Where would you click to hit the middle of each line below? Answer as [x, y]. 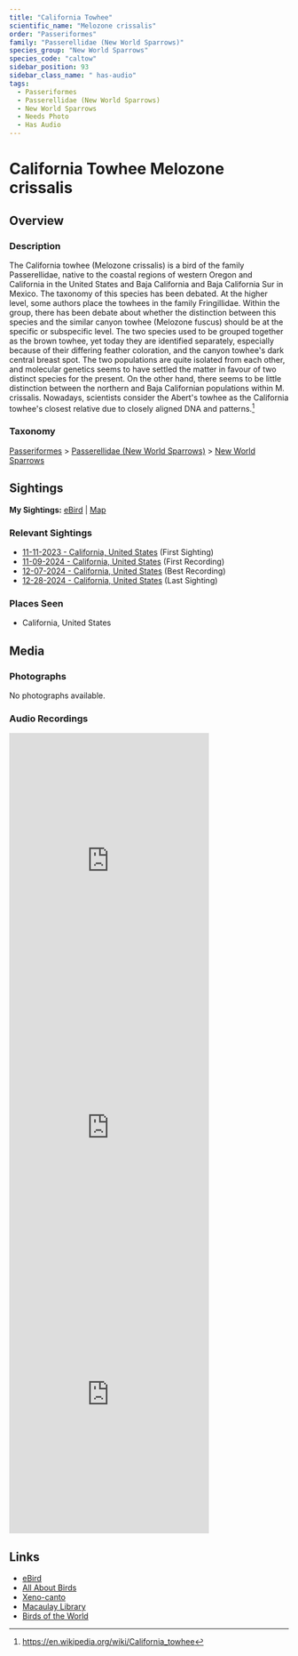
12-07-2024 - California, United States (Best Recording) [124, 571]
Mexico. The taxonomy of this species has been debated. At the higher [139, 293]
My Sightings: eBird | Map [58, 510]
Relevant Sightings [51, 533]
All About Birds [49, 1588]
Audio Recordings [49, 719]
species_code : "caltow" [53, 59]
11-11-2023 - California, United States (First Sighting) [118, 551]
